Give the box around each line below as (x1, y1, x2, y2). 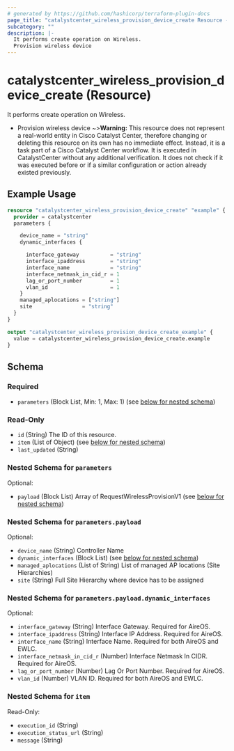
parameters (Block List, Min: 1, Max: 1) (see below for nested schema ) (17, 397, 216, 406)
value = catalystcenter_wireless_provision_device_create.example (13, 335, 210, 342)
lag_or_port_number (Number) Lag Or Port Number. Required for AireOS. (17, 667, 225, 675)
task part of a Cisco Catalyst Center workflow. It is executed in (17, 145, 197, 154)
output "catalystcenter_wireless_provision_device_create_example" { (7, 329, 214, 335)
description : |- (7, 29, 54, 37)
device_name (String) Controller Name (17, 546, 124, 554)
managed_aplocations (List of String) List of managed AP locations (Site (17, 561, 221, 569)
